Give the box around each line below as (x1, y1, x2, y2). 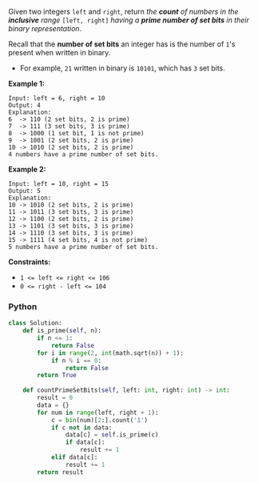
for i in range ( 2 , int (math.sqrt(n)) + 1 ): (37, 348, 184, 357)
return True (37, 372, 77, 380)
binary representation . (8, 24, 82, 33)
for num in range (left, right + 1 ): (37, 409, 159, 417)
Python (8, 300, 38, 312)
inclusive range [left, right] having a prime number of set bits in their (8, 15, 249, 25)
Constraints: (8, 257, 51, 267)
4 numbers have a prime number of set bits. (8, 151, 159, 159)
